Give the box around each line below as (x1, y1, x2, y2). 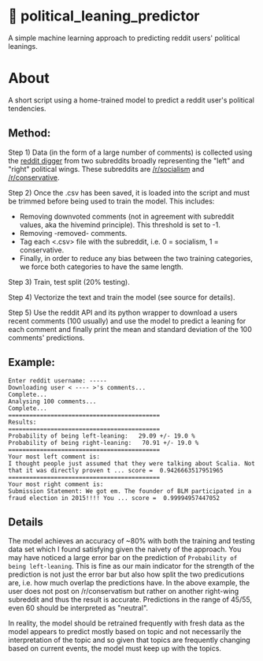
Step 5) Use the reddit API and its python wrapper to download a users (8, 308, 238, 317)
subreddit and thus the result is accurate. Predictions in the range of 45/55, (8, 595, 252, 604)
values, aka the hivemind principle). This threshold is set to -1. (19, 220, 220, 230)
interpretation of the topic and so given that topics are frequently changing (8, 635, 250, 645)
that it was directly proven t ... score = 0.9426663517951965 (8, 466, 224, 474)
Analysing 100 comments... (8, 398, 97, 405)
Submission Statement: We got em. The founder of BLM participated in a (8, 487, 252, 495)
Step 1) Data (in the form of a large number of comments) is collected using (8, 148, 253, 157)
